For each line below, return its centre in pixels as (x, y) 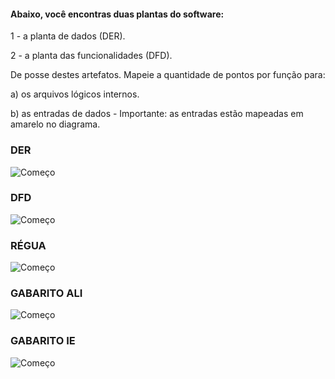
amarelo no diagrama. (55, 124)
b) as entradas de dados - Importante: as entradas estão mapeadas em (157, 114)
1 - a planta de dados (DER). (68, 36)
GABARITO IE (43, 341)
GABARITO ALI (46, 293)
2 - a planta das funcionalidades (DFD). (91, 56)
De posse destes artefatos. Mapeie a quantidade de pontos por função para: (168, 75)
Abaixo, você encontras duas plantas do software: (117, 14)
